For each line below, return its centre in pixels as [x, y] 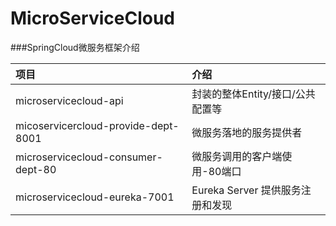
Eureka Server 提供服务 [246, 190]
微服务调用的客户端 [237, 156]
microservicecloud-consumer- [89, 157]
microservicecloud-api [69, 100]
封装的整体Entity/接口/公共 [253, 94]
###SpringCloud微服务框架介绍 [75, 47]
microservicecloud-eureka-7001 [95, 197]
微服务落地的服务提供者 [247, 132]
